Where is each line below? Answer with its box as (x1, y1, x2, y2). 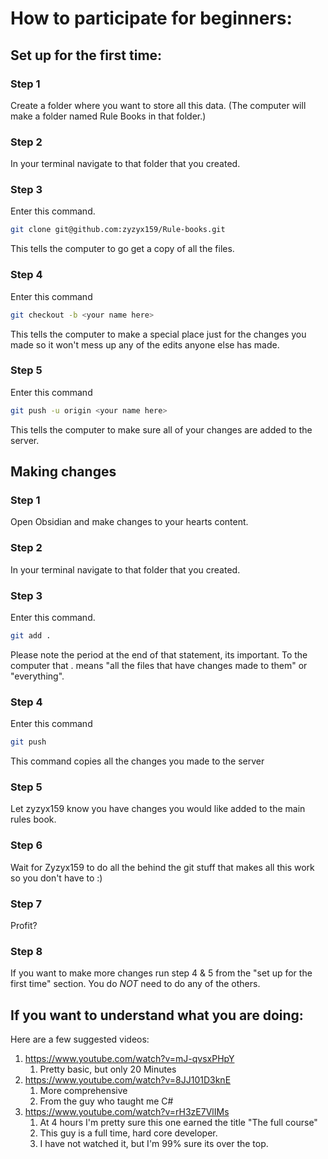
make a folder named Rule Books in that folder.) (10, 110, 207, 122)
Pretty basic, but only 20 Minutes (39, 1063, 177, 1076)
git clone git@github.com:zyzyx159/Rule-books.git (10, 225, 226, 235)
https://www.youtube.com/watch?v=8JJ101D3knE (24, 1074, 232, 1086)
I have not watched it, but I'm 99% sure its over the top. (39, 1138, 269, 1150)
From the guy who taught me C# (39, 1095, 174, 1107)
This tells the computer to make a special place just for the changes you (10, 328, 307, 340)
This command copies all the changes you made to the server (10, 755, 265, 767)
